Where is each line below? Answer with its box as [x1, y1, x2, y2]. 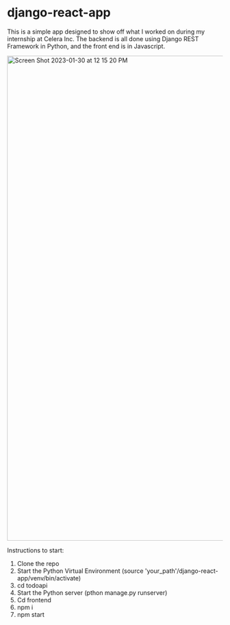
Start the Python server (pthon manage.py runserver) [16, 588, 168, 597]
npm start [16, 610, 44, 618]
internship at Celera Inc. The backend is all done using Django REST [7, 34, 199, 42]
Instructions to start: [7, 546, 64, 554]
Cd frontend [16, 596, 51, 604]
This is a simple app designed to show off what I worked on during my [7, 27, 205, 36]
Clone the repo [16, 559, 60, 567]
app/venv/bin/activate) [16, 574, 81, 582]
